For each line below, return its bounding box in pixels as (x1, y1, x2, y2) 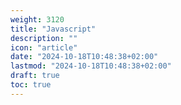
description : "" (10, 33, 78, 43)
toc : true (10, 80, 52, 90)
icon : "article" (10, 42, 78, 53)
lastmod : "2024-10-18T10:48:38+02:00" (10, 61, 172, 71)
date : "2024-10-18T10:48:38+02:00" (10, 52, 159, 62)
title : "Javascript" (10, 24, 97, 34)
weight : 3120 (10, 14, 65, 25)
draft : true (10, 71, 60, 81)
